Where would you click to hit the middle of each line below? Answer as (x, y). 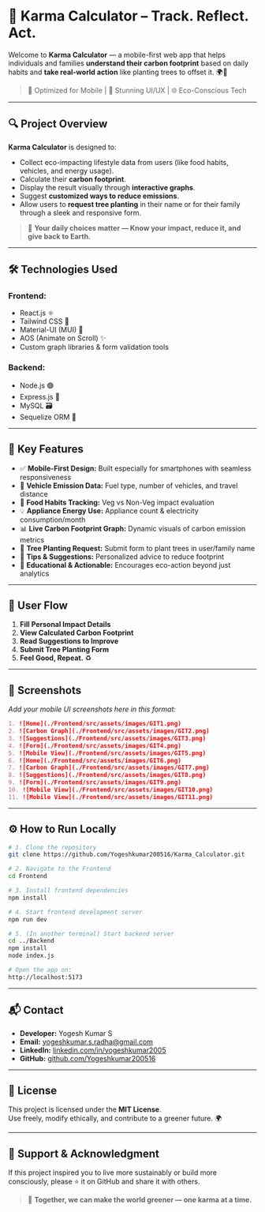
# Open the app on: (40, 970)
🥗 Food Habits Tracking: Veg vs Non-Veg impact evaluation (117, 502)
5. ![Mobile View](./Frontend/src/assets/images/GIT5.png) (107, 753)
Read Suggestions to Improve (69, 641)
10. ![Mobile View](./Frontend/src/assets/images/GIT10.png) (111, 790)
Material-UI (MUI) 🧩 (51, 330)
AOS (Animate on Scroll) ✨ (63, 338)
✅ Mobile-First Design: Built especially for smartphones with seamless (135, 468)
